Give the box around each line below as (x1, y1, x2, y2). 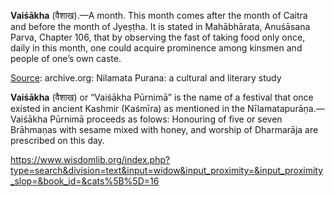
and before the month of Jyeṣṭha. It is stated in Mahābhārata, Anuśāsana (10, 21, 311, 32)
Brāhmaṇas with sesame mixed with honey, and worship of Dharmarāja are (10, 124, 319, 135)
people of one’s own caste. (10, 53, 122, 64)
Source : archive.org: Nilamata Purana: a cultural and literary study (10, 72, 282, 84)
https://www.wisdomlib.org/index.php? (10, 154, 171, 165)
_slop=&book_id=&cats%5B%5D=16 (10, 175, 160, 187)
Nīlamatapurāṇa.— (247, 103, 325, 114)
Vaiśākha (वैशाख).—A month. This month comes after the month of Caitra (10, 10, 308, 21)
